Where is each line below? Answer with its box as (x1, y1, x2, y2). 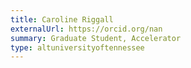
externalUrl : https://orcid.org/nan (10, 24, 163, 34)
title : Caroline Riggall (10, 14, 114, 25)
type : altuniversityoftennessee (10, 42, 145, 53)
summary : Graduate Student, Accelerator (10, 33, 182, 43)
